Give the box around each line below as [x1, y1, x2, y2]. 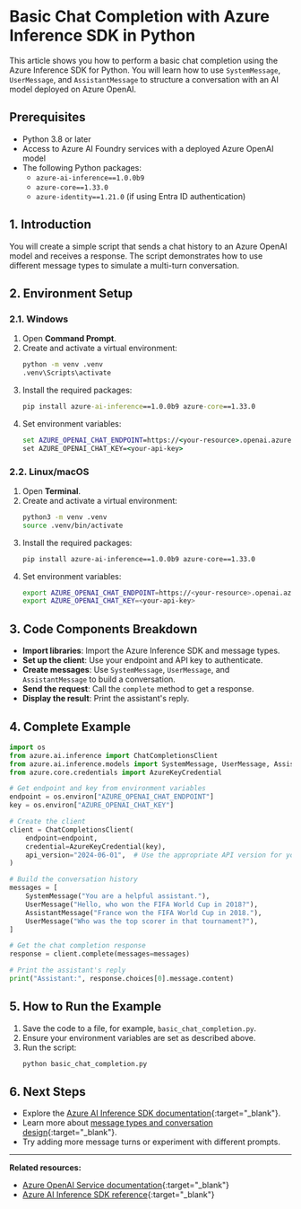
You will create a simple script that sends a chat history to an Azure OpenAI [9, 241, 288, 252]
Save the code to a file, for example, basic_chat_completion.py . [21, 1022, 257, 1034]
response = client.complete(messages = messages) [9, 949, 191, 958]
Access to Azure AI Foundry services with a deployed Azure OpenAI [21, 143, 275, 154]
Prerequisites [9, 110, 86, 125]
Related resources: [9, 1162, 82, 1173]
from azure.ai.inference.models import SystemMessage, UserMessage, [9, 759, 271, 769]
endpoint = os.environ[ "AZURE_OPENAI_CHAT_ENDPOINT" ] [9, 792, 215, 801]
